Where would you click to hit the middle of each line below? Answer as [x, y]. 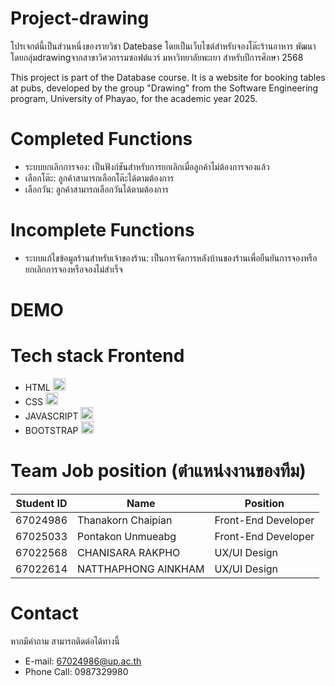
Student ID [41, 503]
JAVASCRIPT [51, 416]
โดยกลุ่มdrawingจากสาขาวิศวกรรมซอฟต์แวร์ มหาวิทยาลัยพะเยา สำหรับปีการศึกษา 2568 [157, 57]
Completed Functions [101, 139]
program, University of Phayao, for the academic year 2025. [134, 98]
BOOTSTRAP [51, 430]
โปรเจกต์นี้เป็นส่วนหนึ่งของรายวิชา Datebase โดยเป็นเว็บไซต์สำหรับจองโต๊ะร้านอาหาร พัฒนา [163, 46]
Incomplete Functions [102, 230]
